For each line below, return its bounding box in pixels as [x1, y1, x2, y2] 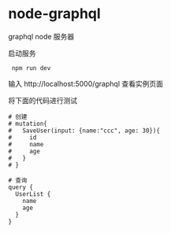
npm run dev [11, 64, 51, 72]
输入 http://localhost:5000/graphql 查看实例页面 [8, 79, 164, 88]
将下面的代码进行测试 [8, 95, 77, 105]
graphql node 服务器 [8, 31, 75, 41]
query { [8, 183, 34, 191]
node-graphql [8, 5, 101, 23]
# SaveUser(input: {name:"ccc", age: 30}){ [8, 127, 160, 135]
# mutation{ [8, 120, 47, 128]
